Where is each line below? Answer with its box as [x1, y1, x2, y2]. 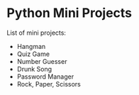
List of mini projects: [6, 28, 67, 37]
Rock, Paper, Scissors [16, 79, 81, 88]
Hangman [16, 42, 46, 50]
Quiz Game [16, 50, 50, 58]
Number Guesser [16, 57, 67, 65]
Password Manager [16, 72, 74, 81]
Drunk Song [16, 65, 52, 73]
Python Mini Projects [6, 5, 133, 21]
